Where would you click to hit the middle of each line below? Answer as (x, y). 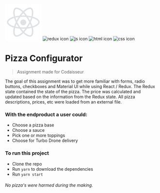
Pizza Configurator (44, 59)
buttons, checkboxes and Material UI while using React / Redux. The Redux (80, 86)
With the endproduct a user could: (46, 114)
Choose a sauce (28, 130)
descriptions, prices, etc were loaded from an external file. (64, 102)
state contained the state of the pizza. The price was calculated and (73, 91)
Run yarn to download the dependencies (53, 169)
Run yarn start (27, 174)
